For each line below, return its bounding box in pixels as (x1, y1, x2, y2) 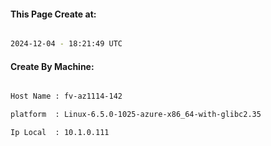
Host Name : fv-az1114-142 (10, 91, 123, 102)
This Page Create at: (10, 8, 97, 20)
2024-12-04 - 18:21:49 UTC (10, 39, 123, 49)
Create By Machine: (10, 60, 95, 72)
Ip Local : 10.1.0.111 (10, 128, 110, 138)
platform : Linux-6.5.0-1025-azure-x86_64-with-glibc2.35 (10, 110, 262, 120)
